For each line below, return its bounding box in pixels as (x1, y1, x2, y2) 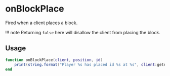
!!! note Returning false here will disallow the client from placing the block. (5, 29, 160, 35)
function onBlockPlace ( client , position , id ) (5, 57, 103, 62)
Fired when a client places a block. (5, 20, 78, 26)
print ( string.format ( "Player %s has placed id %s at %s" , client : (14, 62, 157, 67)
